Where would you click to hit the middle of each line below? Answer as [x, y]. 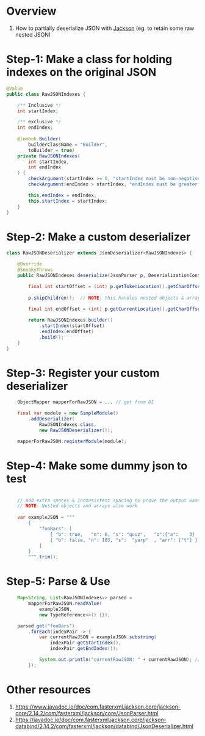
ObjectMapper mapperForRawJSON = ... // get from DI [86, 402]
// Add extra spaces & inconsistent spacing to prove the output [102, 500]
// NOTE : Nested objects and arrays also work [77, 506]
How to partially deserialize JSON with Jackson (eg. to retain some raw [105, 28]
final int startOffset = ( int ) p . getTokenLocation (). [98, 286]
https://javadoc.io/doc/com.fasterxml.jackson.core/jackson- [91, 720]
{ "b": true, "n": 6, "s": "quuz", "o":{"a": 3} [122, 534]
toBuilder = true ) [52, 150]
